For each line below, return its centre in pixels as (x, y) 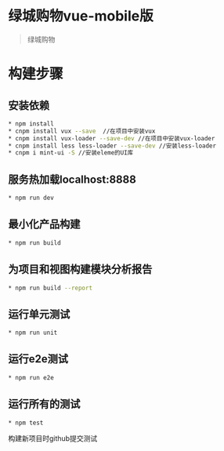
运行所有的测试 (44, 404)
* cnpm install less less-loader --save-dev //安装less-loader (112, 146)
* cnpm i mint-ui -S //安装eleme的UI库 (71, 153)
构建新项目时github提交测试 (53, 438)
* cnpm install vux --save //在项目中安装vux (82, 131)
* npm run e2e (31, 377)
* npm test (26, 423)
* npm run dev (31, 198)
